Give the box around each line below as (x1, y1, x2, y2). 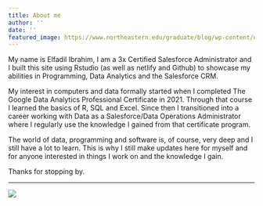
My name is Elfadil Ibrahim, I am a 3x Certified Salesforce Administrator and (8, 55, 252, 64)
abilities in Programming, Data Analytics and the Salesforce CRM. (8, 71, 219, 81)
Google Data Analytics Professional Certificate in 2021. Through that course (8, 95, 253, 104)
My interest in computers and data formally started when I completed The (8, 87, 246, 96)
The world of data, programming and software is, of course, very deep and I (8, 135, 254, 145)
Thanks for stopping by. (8, 167, 85, 176)
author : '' (8, 19, 44, 27)
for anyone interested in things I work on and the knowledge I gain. (8, 152, 224, 161)
